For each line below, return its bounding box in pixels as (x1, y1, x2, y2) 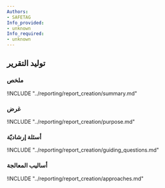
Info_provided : (7, 20, 45, 26)
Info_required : (7, 31, 45, 37)
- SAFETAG (7, 14, 31, 20)
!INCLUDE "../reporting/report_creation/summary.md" (7, 90, 138, 97)
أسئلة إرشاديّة (7, 133, 42, 141)
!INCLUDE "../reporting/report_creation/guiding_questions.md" (7, 146, 160, 153)
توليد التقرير (7, 58, 46, 68)
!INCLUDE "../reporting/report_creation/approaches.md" (7, 175, 144, 182)
